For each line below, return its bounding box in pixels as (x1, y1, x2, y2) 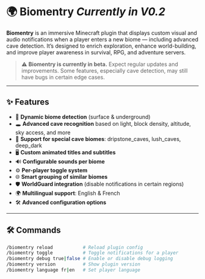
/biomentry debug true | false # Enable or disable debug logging (6, 256, 173, 262)
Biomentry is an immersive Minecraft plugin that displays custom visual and (6, 29, 197, 37)
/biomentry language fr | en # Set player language (6, 267, 140, 274)
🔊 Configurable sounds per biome (15, 158, 105, 165)
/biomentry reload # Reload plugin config (6, 244, 143, 250)
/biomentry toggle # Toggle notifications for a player (6, 250, 179, 256)
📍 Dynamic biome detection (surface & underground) (15, 113, 151, 120)
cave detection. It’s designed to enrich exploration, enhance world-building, (6, 42, 196, 49)
